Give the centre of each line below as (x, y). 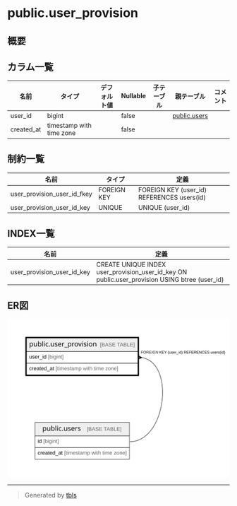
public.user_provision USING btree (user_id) (160, 279)
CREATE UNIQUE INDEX (131, 264)
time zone (61, 133)
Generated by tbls (51, 495)
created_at (26, 129)
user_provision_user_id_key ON (142, 272)
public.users (190, 116)
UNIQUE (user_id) (164, 207)
